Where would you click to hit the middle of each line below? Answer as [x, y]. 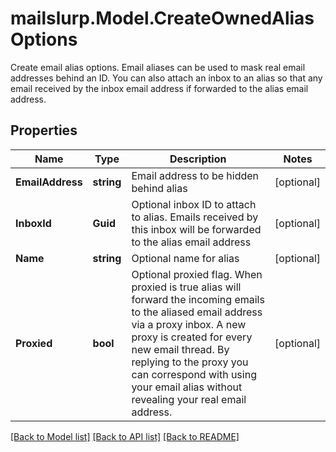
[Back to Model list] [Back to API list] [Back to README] [125, 436]
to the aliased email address [197, 312]
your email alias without [187, 387]
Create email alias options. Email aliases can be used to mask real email [158, 67]
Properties [44, 130]
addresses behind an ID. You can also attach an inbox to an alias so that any [166, 78]
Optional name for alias [185, 258]
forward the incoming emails [198, 299]
